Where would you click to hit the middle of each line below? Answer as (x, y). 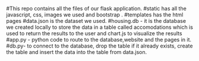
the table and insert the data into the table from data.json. (77, 52)
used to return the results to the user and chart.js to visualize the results (94, 33)
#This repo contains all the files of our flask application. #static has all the (97, 9)
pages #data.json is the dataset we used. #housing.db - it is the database (96, 21)
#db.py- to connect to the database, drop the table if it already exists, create (99, 46)
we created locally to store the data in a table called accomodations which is (99, 27)
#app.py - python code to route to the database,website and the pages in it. (99, 40)
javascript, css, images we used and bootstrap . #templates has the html (95, 15)
